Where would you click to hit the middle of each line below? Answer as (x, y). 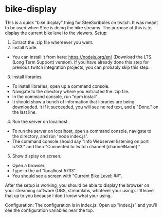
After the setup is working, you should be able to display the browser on (77, 185)
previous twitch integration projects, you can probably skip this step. (81, 67)
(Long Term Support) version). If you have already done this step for (81, 62)
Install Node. (25, 47)
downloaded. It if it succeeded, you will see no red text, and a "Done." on (85, 107)
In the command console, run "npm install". (55, 97)
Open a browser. (29, 165)
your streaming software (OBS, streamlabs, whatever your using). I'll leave (80, 190)
